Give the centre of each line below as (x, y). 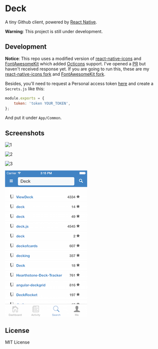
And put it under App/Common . (33, 118)
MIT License (18, 342)
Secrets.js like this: (25, 89)
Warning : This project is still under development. (54, 31)
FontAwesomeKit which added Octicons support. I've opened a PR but (75, 63)
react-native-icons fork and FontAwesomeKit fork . (55, 74)
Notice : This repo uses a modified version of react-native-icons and (73, 58)
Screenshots (25, 133)
